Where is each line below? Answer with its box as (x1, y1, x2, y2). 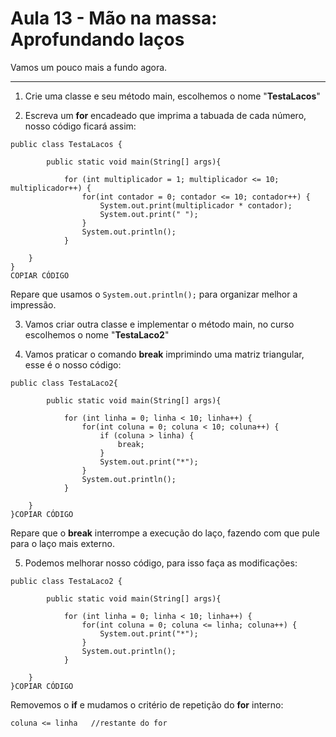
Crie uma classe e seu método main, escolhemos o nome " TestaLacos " (24, 90, 321, 102)
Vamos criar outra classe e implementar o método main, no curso (24, 318, 295, 330)
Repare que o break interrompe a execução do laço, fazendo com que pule (10, 527, 320, 539)
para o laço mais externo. (10, 537, 115, 549)
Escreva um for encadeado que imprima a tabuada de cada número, (24, 109, 307, 121)
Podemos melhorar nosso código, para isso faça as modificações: (24, 557, 298, 569)
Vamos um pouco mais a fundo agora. (10, 61, 168, 73)
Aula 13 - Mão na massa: (10, 7, 218, 30)
